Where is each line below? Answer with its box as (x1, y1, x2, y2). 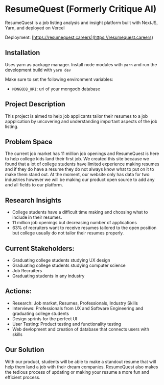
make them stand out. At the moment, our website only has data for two (5, 172, 150, 178)
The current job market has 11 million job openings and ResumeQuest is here (5, 151, 159, 156)
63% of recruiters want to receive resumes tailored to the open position (12, 225, 157, 231)
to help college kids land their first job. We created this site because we (5, 156, 149, 162)
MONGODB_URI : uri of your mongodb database (12, 86, 100, 92)
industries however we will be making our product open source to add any (5, 177, 155, 182)
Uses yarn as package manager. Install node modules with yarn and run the (5, 61, 158, 67)
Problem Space (5, 137, 53, 146)
